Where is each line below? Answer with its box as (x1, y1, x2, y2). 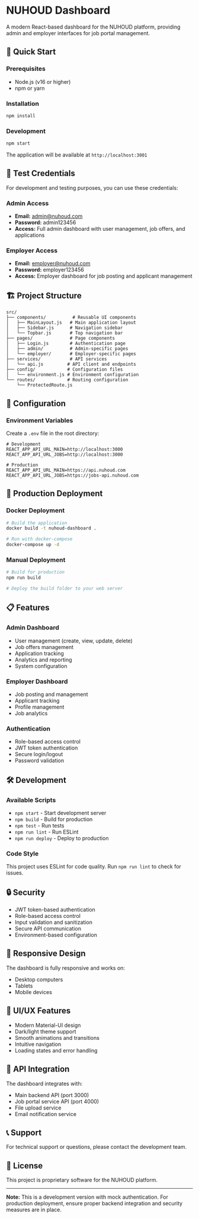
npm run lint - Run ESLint (14, 828, 79, 835)
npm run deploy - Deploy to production (14, 834, 109, 842)
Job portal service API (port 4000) (14, 1098, 99, 1105)
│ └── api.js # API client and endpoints (6, 361, 136, 368)
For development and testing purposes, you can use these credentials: (6, 184, 179, 191)
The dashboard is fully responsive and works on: (6, 964, 126, 972)
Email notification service (14, 1110, 77, 1117)
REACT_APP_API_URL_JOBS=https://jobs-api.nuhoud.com (6, 472, 139, 478)
